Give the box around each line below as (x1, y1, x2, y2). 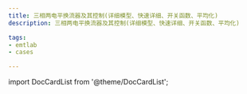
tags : (8, 33, 26, 41)
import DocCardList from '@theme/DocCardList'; (8, 77, 169, 87)
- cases (8, 49, 34, 57)
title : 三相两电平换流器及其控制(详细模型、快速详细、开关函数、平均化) (8, 11, 219, 20)
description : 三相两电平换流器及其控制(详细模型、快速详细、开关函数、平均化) (8, 19, 241, 27)
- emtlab (8, 41, 37, 49)
